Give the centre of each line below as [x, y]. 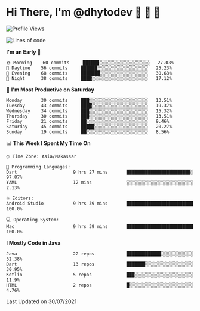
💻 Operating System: [33, 220]
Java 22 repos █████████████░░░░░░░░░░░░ [100, 254]
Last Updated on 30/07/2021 [41, 301]
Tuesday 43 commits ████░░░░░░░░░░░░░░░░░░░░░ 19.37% [89, 106]
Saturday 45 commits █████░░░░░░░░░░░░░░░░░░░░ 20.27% [89, 127]
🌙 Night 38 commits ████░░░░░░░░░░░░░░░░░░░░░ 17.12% [89, 78]
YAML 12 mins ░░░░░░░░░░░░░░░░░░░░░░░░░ [100, 182]
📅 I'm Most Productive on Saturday [50, 90]
